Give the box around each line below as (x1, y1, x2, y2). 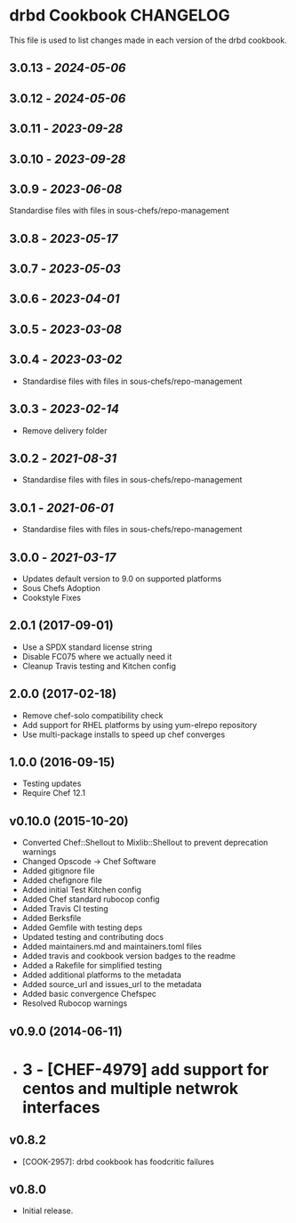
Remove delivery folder (21, 425, 108, 436)
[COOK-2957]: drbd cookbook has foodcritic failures (21, 1156, 215, 1167)
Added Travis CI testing (21, 903, 108, 914)
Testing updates (21, 778, 82, 789)
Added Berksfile (21, 913, 82, 924)
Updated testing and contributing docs (21, 932, 164, 943)
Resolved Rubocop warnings (21, 998, 128, 1008)
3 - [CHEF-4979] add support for (21, 1059, 269, 1080)
